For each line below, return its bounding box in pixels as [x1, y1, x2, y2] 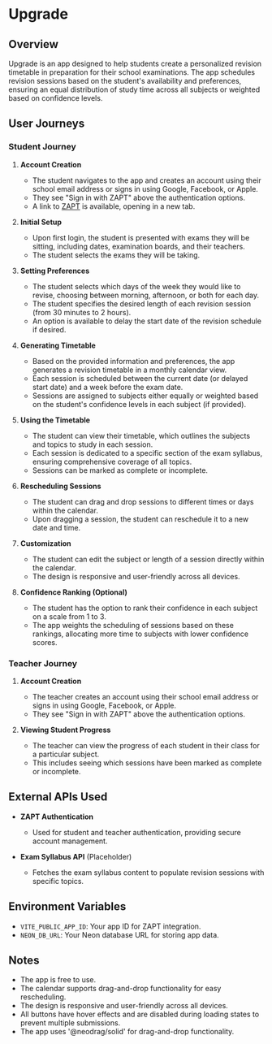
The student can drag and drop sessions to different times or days [32, 496, 254, 506]
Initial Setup [19, 217, 63, 227]
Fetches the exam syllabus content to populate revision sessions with [32, 867, 265, 877]
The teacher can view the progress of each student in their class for [32, 740, 260, 750]
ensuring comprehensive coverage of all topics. [32, 457, 192, 466]
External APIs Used [8, 790, 108, 804]
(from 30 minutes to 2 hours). [32, 307, 132, 317]
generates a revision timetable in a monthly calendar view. [32, 365, 227, 375]
